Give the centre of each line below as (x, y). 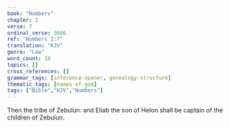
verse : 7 (20, 26)
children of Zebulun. (36, 117)
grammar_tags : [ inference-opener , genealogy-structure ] (89, 78)
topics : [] (23, 65)
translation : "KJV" (35, 46)
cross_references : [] (38, 71)
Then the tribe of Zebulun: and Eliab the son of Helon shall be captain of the (115, 110)
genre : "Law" (26, 52)
